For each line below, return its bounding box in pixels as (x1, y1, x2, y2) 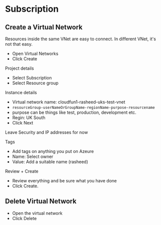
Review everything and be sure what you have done (12, 178, 117, 183)
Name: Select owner (12, 153, 54, 159)
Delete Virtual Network (5, 197, 77, 205)
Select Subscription (12, 75, 52, 80)
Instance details (5, 90, 37, 95)
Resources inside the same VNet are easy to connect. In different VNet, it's (5, 36, 156, 42)
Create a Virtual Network (5, 23, 83, 31)
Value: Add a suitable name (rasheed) (12, 159, 88, 165)
